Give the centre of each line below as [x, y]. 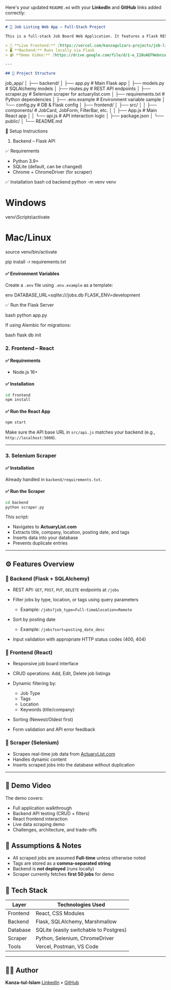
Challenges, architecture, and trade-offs [55, 829]
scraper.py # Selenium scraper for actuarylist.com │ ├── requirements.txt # [85, 94]
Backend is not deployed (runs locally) [53, 869]
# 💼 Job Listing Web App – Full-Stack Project [55, 27]
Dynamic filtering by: [35, 683]
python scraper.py [25, 507]
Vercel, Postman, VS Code [67, 947]
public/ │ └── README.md [34, 121]
